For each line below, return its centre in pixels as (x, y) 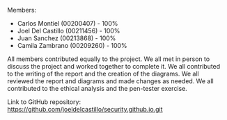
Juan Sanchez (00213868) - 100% (66, 38)
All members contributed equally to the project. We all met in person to (109, 59)
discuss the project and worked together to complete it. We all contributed (114, 66)
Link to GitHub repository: (44, 102)
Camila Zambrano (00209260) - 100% (72, 45)
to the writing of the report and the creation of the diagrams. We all (103, 74)
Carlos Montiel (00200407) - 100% (68, 23)
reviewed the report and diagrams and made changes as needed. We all (110, 81)
